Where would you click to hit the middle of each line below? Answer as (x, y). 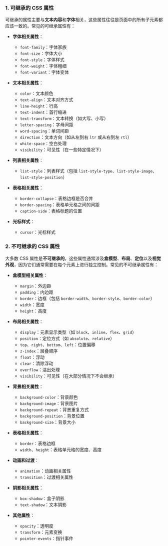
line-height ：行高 (39, 106)
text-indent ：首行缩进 (43, 112)
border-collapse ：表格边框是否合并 (56, 198)
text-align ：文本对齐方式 (46, 100)
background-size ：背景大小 (48, 422)
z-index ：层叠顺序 (39, 350)
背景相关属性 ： (28, 386)
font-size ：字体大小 (41, 53)
